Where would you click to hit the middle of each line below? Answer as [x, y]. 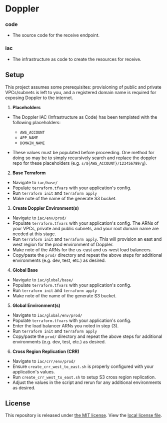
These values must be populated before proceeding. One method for [83, 152]
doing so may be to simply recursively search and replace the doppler [84, 158]
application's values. [33, 371]
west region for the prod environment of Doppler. [63, 244]
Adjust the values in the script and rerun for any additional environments [87, 382]
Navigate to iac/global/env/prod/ [47, 315]
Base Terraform [29, 173]
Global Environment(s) [36, 305]
